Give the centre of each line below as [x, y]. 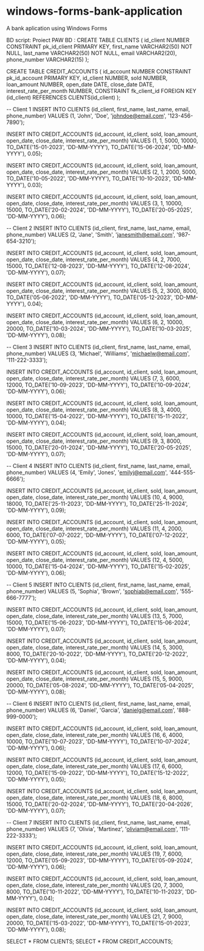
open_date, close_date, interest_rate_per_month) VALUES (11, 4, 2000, [95, 528]
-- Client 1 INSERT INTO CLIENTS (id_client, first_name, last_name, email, [98, 109]
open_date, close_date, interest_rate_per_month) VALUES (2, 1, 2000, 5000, [102, 172]
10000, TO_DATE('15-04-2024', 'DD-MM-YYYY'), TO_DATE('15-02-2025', [98, 566]
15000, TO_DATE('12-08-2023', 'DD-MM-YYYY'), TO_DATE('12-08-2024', [98, 266]
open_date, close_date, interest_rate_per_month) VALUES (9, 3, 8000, [94, 441]
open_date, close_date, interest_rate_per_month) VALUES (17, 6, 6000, [95, 766]
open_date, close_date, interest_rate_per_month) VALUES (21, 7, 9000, [95, 916]
